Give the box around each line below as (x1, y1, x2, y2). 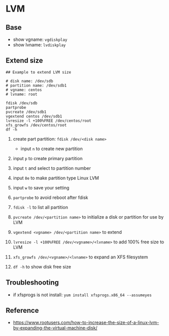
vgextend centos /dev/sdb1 (6, 114, 62, 119)
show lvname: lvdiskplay (13, 42, 66, 48)
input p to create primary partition (13, 155, 82, 161)
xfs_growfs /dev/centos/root (6, 122, 67, 127)
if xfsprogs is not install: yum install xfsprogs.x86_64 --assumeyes (13, 292, 152, 298)
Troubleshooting (6, 278, 59, 287)
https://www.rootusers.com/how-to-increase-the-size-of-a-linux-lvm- (13, 319, 159, 325)
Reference (6, 306, 39, 315)
